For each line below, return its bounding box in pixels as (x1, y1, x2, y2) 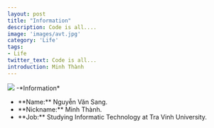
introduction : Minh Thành (7, 63, 84, 70)
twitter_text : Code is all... (7, 57, 97, 64)
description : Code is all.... (7, 23, 97, 31)
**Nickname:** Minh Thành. (17, 105, 102, 114)
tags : (7, 43, 23, 50)
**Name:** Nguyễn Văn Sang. (17, 97, 108, 106)
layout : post (7, 10, 46, 18)
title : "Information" (7, 17, 72, 24)
